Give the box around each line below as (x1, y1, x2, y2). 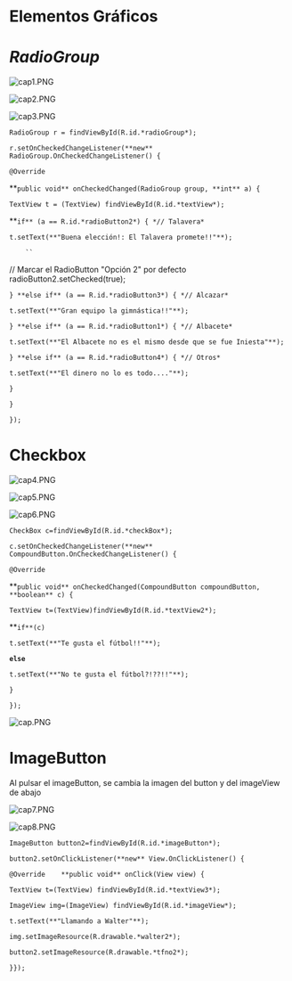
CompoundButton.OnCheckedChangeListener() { (9, 550, 177, 559)
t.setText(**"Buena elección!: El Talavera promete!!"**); (9, 233, 233, 242)
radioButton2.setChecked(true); (9, 274, 126, 284)
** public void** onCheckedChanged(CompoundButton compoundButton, (9, 581, 261, 592)
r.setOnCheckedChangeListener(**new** (9, 144, 153, 153)
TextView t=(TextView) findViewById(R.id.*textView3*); (9, 886, 221, 895)
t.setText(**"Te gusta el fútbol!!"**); (9, 639, 162, 648)
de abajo (9, 787, 42, 797)
